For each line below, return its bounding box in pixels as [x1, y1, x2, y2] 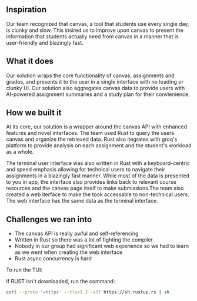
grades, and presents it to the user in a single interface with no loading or [6, 78, 184, 85]
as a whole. [6, 148, 34, 156]
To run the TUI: [6, 266, 43, 273]
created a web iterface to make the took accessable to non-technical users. [6, 191, 189, 198]
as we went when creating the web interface [14, 249, 123, 256]
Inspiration [6, 5, 47, 15]
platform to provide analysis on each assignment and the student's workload [6, 142, 192, 149]
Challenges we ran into [6, 214, 92, 224]
